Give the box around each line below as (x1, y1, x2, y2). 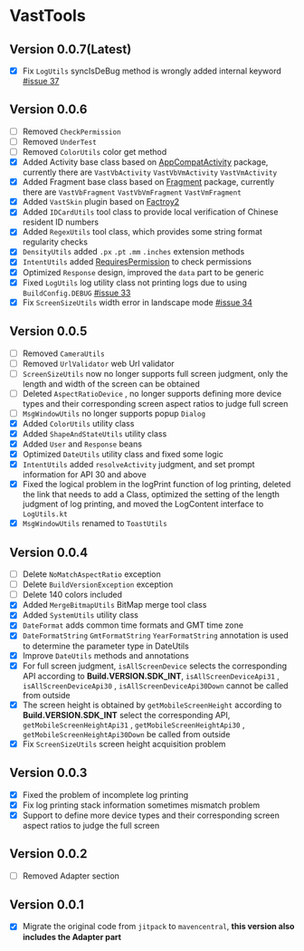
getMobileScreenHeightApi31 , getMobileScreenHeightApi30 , (22, 719, 245, 730)
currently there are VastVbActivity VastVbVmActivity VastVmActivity (22, 167, 278, 178)
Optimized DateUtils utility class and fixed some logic (22, 449, 224, 459)
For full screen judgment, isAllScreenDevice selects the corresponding (22, 660, 288, 671)
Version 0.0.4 (9, 544, 89, 560)
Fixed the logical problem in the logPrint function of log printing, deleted (22, 479, 291, 490)
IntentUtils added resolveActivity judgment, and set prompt (22, 459, 255, 470)
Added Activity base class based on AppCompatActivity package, (22, 157, 269, 168)
